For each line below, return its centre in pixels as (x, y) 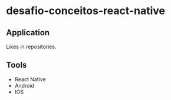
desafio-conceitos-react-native (86, 11)
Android (24, 85)
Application (28, 33)
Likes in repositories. (31, 46)
